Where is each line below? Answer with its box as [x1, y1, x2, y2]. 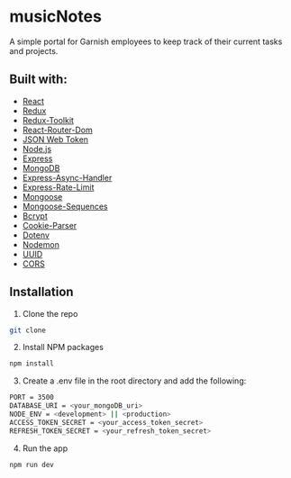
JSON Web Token [22, 133, 88, 145]
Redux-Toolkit [22, 114, 75, 125]
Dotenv [22, 230, 50, 240]
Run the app [22, 443, 68, 454]
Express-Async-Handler [22, 172, 113, 183]
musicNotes [9, 6, 102, 27]
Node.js [22, 143, 52, 154]
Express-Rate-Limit [22, 182, 95, 193]
